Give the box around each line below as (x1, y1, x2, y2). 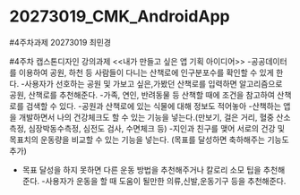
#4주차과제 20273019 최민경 (9, 37, 112, 47)
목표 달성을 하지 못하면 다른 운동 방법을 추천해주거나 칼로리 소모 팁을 (21, 164, 261, 175)
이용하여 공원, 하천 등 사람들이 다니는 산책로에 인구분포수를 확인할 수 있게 (18, 67, 275, 78)
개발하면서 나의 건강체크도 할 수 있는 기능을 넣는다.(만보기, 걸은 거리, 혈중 (18, 112, 275, 123)
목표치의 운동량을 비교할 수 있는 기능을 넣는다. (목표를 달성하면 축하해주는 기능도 (9, 134, 289, 145)
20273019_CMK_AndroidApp (9, 6, 230, 27)
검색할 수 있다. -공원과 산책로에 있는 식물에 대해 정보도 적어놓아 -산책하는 (25, 100, 282, 111)
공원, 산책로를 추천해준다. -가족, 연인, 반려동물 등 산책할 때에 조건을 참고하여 (9, 89, 276, 100)
